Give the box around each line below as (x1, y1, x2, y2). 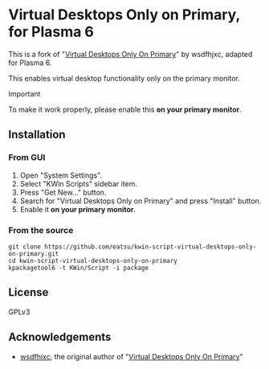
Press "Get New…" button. (19, 187, 107, 197)
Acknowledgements (8, 330, 112, 344)
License (8, 285, 49, 299)
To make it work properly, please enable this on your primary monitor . (8, 105, 243, 114)
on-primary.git (8, 249, 59, 258)
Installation (8, 128, 66, 141)
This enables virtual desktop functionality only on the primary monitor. (8, 73, 241, 83)
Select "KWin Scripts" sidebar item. (19, 178, 138, 188)
